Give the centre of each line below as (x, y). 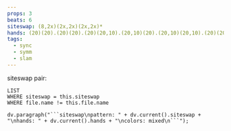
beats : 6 (20, 20)
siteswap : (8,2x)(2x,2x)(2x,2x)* (55, 26)
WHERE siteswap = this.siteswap (53, 97)
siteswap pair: (27, 78)
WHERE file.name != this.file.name (58, 103)
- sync (23, 46)
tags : (15, 39)
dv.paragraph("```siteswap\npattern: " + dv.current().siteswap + (104, 114)
